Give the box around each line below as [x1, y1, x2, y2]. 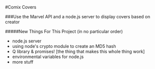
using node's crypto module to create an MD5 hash [12, 43, 116, 49]
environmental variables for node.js [12, 54, 84, 60]
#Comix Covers [5, 4, 37, 10]
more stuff [12, 59, 33, 65]
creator [5, 19, 20, 25]
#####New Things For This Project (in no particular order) [5, 29, 123, 34]
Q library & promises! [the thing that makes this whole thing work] [12, 49, 145, 54]
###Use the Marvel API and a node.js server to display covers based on [5, 14, 151, 19]
